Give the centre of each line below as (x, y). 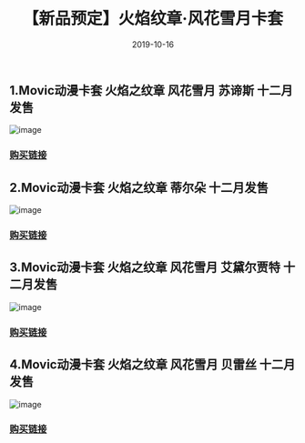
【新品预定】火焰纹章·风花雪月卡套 (153, 19)
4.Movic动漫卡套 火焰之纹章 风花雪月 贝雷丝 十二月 (152, 365)
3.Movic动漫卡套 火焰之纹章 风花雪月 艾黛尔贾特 (145, 268)
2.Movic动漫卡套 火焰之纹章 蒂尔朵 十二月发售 (139, 187)
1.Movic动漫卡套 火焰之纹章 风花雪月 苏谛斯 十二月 (151, 91)
